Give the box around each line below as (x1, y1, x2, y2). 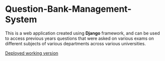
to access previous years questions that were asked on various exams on (5, 35, 154, 41)
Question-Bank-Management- (5, 3, 132, 15)
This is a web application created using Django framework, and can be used (5, 30, 160, 36)
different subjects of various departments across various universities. (5, 40, 146, 46)
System (5, 14, 37, 25)
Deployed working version (5, 50, 59, 56)
